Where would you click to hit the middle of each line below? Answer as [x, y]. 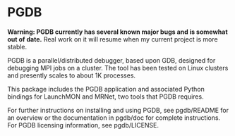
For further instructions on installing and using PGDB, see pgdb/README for [118, 110]
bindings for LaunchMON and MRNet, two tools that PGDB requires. [106, 97]
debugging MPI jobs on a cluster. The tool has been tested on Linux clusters [118, 68]
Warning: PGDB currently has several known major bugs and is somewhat [117, 32]
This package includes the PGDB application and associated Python [106, 89]
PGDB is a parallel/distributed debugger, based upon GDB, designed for [112, 60]
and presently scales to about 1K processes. [72, 75]
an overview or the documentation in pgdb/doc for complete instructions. [114, 118]
